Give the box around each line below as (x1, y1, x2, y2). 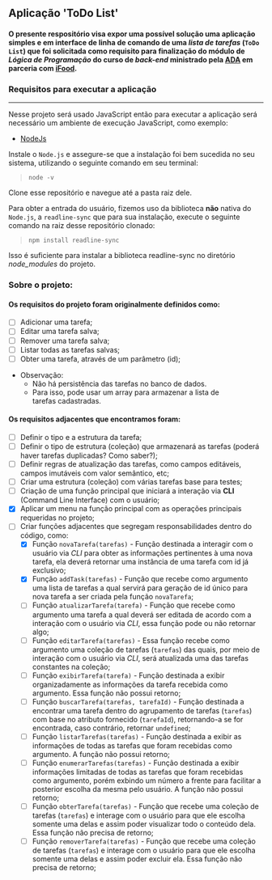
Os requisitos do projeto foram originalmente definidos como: (8, 299, 220, 309)
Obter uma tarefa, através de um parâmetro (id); (19, 353, 181, 363)
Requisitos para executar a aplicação (8, 83, 157, 95)
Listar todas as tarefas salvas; (19, 345, 120, 354)
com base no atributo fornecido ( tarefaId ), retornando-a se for (32, 714, 244, 724)
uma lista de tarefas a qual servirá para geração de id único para (32, 583, 249, 593)
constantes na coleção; (32, 662, 111, 671)
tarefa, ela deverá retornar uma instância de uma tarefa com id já (32, 557, 249, 567)
